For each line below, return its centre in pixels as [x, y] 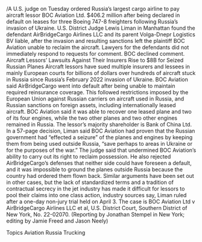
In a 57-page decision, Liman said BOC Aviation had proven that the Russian [101, 131]
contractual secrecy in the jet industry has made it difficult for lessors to [96, 189]
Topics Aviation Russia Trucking [46, 233]
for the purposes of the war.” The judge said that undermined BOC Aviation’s [101, 150]
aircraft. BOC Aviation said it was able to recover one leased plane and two [99, 112]
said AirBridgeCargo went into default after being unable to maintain [91, 86]
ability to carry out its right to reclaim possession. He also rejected [89, 156]
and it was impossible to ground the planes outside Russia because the [94, 169]
